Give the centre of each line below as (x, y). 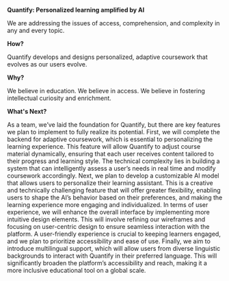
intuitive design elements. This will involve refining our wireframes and (106, 219)
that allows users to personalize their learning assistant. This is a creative (110, 183)
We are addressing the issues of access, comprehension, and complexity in (113, 23)
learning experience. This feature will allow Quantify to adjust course (104, 146)
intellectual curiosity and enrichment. (59, 98)
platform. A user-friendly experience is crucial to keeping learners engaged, (114, 234)
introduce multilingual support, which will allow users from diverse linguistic (114, 248)
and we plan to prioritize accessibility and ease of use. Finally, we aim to (109, 241)
